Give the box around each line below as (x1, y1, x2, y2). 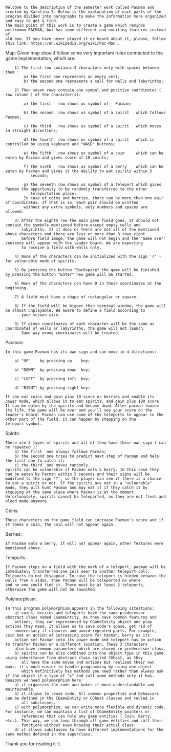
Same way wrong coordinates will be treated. (21, 330, 120, 335)
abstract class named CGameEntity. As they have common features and (5, 615, 157, 620)
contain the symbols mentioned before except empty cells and (5, 222, 141, 228)
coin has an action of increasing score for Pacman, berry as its (5, 633, 150, 638)
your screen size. (21, 312, 60, 317)
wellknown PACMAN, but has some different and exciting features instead (5, 27, 166, 32)
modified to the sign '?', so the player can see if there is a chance (5, 476, 161, 481)
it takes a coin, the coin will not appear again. (5, 522, 116, 527)
